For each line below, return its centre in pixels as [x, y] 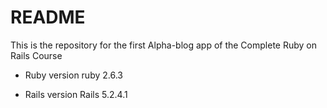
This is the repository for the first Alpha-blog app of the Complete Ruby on [163, 45]
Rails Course [36, 55]
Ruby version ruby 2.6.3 [73, 75]
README [48, 17]
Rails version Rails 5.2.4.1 [76, 94]
